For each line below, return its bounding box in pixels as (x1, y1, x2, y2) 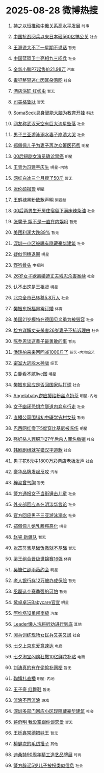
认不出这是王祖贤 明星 (13, 284, 58, 290)
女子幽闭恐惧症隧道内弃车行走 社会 (13, 403, 85, 410)
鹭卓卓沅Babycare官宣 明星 (13, 599, 69, 605)
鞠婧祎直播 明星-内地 (13, 675, 55, 681)
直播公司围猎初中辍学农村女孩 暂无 (13, 414, 85, 420)
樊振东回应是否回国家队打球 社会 (13, 381, 81, 388)
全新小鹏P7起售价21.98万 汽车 (13, 66, 75, 72)
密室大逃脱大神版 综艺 (13, 359, 58, 366)
